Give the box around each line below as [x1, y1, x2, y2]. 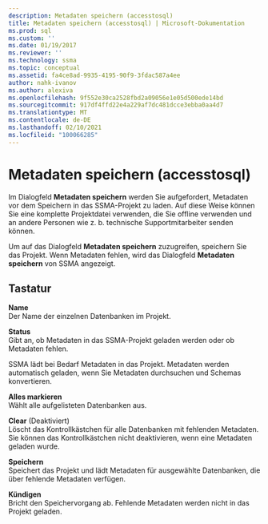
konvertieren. [8, 377, 52, 386]
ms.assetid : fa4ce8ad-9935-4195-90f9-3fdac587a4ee [8, 71, 181, 79]
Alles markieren [8, 392, 62, 401]
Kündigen [8, 490, 42, 499]
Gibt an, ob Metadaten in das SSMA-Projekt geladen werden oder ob [8, 336, 234, 345]
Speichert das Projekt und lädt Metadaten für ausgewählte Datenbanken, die [8, 466, 261, 475]
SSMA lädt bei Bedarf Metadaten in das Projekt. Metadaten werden [8, 360, 230, 369]
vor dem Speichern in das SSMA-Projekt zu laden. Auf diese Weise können [8, 200, 255, 210]
